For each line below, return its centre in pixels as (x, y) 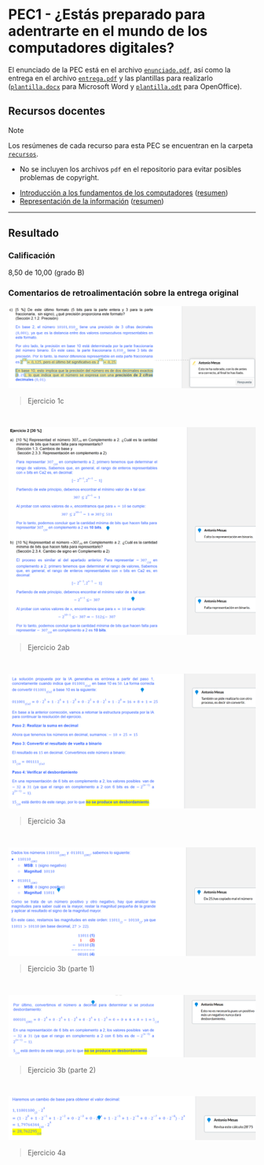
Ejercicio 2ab (48, 648)
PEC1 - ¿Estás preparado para (107, 15)
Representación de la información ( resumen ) (92, 201)
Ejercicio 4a (46, 1153)
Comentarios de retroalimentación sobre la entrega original (124, 293)
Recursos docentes (57, 111)
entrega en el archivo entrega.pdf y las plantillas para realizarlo (111, 78)
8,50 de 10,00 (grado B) (46, 272)
